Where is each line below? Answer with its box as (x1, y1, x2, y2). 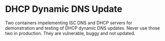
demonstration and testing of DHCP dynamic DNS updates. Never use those (5, 25, 160, 31)
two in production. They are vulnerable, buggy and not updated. (5, 30, 135, 36)
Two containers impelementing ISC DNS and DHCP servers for (5, 20, 132, 26)
